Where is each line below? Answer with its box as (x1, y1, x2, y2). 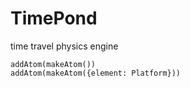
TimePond (10, 7, 98, 30)
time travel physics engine (10, 40, 119, 52)
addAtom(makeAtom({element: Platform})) (10, 68, 182, 78)
